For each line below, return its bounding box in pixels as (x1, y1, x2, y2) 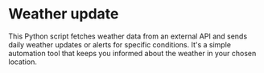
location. (8, 57, 38, 67)
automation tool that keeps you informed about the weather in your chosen (8, 48, 257, 58)
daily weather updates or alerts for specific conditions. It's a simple (8, 39, 232, 49)
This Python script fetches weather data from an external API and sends (8, 31, 248, 41)
